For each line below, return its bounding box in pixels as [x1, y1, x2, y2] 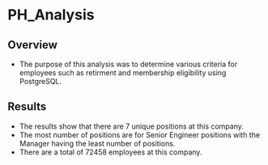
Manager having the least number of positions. [19, 138, 176, 148]
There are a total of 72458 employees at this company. [19, 147, 202, 157]
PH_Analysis [7, 6, 95, 24]
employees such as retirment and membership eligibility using [19, 68, 227, 78]
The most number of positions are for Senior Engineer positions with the [19, 129, 261, 139]
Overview [7, 38, 58, 52]
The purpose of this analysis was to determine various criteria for [19, 59, 238, 69]
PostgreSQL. [19, 77, 62, 86]
